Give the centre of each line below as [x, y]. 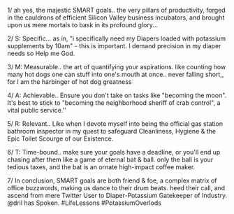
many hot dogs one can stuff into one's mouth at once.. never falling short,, [116, 74]
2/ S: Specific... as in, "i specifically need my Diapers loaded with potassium [117, 38]
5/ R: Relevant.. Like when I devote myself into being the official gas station [115, 124]
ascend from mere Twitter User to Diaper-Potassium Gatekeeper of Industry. [117, 195]
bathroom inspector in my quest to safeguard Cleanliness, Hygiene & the [112, 131]
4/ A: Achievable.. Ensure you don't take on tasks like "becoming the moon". [117, 95]
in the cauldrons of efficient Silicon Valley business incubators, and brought [116, 17]
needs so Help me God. [41, 53]
